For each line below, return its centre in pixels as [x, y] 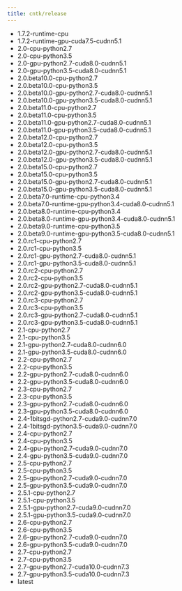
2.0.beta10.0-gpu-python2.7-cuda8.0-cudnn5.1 [85, 93]
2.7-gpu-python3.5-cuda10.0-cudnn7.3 [73, 574]
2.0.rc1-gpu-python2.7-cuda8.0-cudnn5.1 [77, 256]
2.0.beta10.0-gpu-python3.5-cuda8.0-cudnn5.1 [85, 100]
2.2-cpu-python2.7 [45, 359]
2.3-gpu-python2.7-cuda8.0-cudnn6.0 [73, 404]
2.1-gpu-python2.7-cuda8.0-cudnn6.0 [72, 344]
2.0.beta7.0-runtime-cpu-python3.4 [68, 197]
